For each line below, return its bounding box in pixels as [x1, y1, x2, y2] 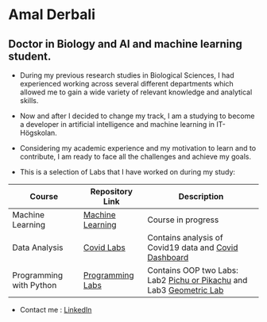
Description [178, 191, 224, 201]
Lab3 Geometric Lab [147, 285, 224, 295]
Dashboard [147, 252, 189, 263]
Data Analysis [12, 242, 64, 253]
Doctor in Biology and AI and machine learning [8, 37, 242, 51]
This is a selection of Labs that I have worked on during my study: [19, 167, 236, 176]
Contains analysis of [147, 232, 224, 243]
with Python [12, 280, 57, 290]
